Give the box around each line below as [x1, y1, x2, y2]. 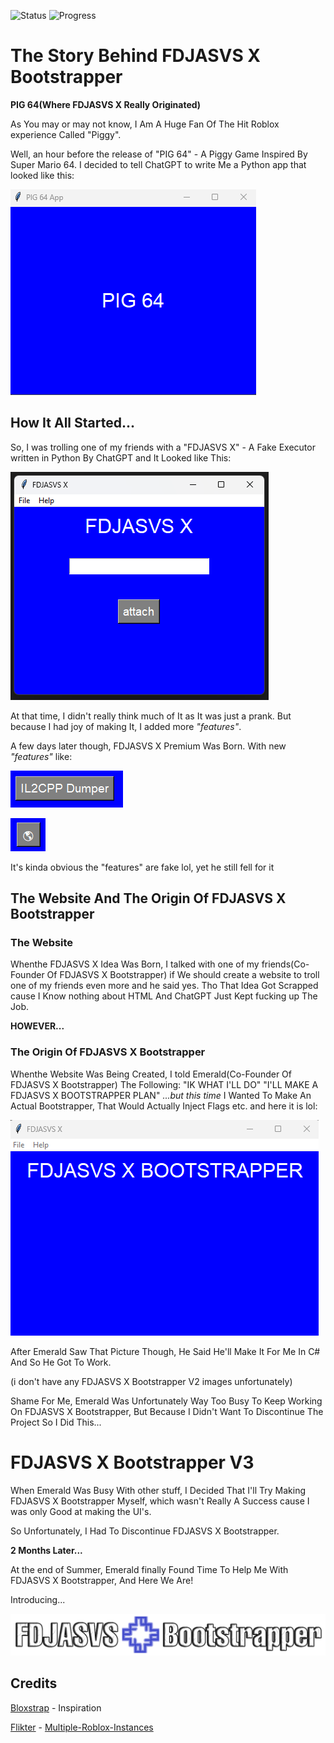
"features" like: [10, 750, 73, 762]
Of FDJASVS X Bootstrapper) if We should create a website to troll [46, 969, 320, 981]
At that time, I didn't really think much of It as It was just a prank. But [10, 710, 292, 722]
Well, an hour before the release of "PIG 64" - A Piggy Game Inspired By [10, 148, 308, 160]
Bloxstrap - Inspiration [10, 1701, 102, 1714]
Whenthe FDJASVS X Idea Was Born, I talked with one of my [10, 958, 260, 970]
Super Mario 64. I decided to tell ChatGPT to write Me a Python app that [10, 158, 307, 170]
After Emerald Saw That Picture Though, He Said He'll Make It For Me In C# [10, 1345, 321, 1357]
